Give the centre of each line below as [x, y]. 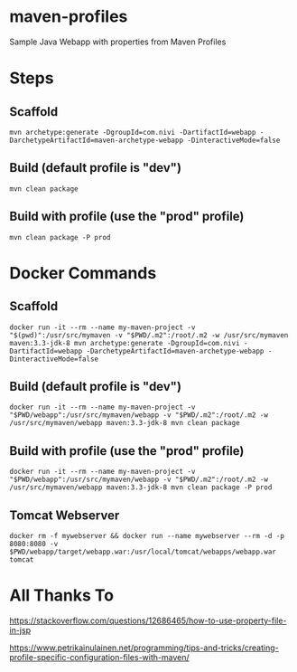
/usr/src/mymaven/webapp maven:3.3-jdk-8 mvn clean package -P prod [141, 487]
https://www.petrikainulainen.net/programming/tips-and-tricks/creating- [144, 648]
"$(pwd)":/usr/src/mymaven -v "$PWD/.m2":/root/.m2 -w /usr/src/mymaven [149, 335]
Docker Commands [83, 273]
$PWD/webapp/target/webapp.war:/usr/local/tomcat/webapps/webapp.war [143, 552]
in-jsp [20, 629]
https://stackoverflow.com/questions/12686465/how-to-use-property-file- [148, 620]
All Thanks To [62, 596]
